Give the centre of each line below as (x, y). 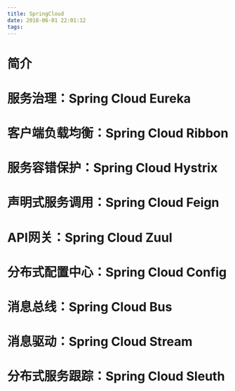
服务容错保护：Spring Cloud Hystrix (113, 168)
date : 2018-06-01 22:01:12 (47, 20)
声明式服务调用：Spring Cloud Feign (113, 203)
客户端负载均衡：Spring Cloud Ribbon (118, 133)
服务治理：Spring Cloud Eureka (99, 98)
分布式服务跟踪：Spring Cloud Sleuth (116, 377)
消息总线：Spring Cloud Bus (90, 307)
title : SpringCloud (36, 14)
